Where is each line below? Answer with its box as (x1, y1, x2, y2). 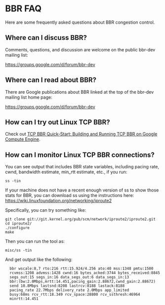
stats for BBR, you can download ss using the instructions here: (5, 192, 134, 198)
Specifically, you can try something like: (5, 207, 86, 213)
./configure (5, 226, 30, 230)
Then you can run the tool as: (5, 238, 65, 244)
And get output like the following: (5, 257, 73, 263)
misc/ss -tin (5, 248, 32, 253)
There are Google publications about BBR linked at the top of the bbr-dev (5, 89, 154, 95)
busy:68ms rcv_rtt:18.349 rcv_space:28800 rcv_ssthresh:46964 (9, 292, 140, 297)
